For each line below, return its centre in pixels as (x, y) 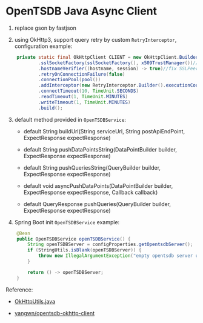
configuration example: (43, 46)
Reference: (19, 290)
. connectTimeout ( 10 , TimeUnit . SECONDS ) (88, 91)
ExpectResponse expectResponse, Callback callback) (91, 192)
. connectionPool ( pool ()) (69, 80)
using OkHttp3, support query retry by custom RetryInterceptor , (95, 39)
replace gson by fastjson (45, 28)
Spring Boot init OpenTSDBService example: (67, 222)
